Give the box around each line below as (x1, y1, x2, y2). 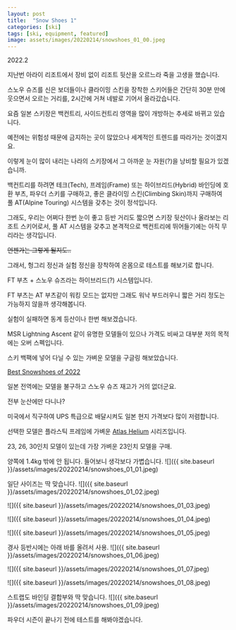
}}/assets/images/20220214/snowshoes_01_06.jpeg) (7, 551, 160, 559)
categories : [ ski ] (7, 23, 61, 30)
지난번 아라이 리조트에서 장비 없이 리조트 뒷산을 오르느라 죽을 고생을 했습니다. (7, 71, 220, 79)
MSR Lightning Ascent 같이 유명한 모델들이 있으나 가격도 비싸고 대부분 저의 (7, 329, 216, 339)
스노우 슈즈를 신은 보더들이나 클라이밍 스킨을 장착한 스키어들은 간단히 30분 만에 (7, 85, 225, 94)
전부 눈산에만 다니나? (7, 397, 66, 406)
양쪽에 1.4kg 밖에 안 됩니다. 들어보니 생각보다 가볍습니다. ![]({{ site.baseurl (7, 457, 215, 466)
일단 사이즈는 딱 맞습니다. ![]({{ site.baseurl (7, 480, 128, 488)
